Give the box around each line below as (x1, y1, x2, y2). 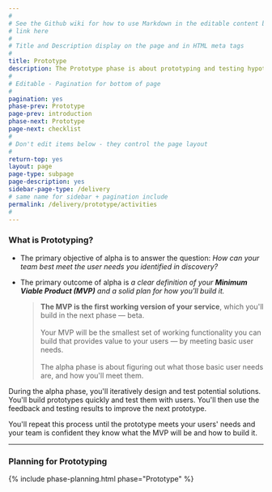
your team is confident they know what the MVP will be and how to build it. (8, 427, 257, 438)
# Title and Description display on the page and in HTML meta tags (8, 42, 244, 50)
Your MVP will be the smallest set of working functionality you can (40, 327, 261, 337)
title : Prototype (8, 58, 67, 66)
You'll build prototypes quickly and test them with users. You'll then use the (8, 395, 260, 404)
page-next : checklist (8, 125, 82, 133)
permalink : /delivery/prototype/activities (8, 200, 158, 208)
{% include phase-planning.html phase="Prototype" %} (8, 473, 194, 483)
